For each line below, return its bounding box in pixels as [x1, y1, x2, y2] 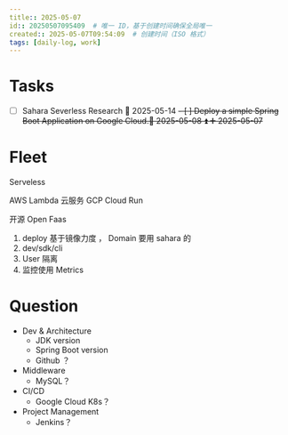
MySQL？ [35, 375, 71, 387]
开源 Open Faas [9, 214, 67, 225]
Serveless [9, 177, 46, 188]
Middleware [21, 366, 66, 376]
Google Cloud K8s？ [35, 397, 111, 407]
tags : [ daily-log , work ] [9, 37, 101, 47]
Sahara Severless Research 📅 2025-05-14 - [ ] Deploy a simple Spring [21, 106, 279, 117]
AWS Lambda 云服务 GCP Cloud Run [9, 195, 144, 205]
